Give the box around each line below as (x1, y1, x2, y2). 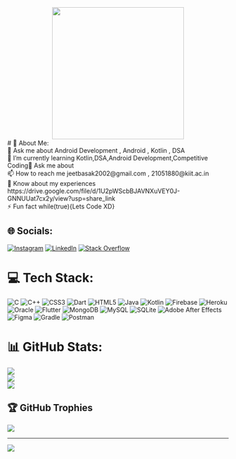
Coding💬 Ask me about (7, 161, 74, 170)
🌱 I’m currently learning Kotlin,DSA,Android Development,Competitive (7, 154, 209, 162)
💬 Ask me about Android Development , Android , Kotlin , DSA (7, 146, 185, 154)
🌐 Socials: (7, 225, 53, 237)
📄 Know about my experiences (7, 180, 96, 187)
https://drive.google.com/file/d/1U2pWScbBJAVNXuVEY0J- (7, 187, 181, 195)
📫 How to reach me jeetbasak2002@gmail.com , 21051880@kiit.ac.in (7, 169, 209, 177)
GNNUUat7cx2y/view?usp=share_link (7, 194, 116, 203)
